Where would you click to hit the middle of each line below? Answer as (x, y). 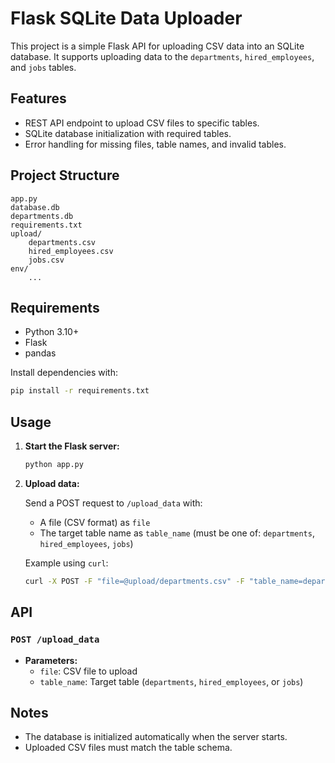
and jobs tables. (43, 67)
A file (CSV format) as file (95, 522)
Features (38, 98)
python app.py (54, 465)
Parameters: (51, 660)
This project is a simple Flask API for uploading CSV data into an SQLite (157, 46)
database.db (35, 207)
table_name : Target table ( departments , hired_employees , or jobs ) (171, 681)
